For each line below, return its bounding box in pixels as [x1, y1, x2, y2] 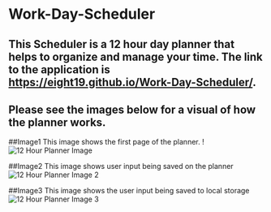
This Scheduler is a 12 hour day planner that [8, 37, 235, 51]
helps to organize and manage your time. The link [8, 50, 264, 63]
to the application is [8, 63, 111, 76]
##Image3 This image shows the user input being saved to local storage [8, 186, 250, 196]
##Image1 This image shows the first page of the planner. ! [8, 137, 204, 147]
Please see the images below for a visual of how [8, 102, 256, 116]
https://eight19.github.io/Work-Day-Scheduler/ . [8, 75, 257, 89]
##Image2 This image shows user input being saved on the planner [8, 162, 234, 171]
